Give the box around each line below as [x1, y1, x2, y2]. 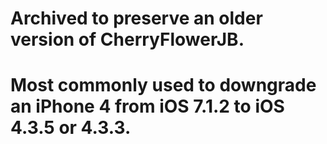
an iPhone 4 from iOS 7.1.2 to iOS [10, 95, 285, 118]
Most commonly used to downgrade [10, 74, 317, 97]
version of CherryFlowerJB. [10, 28, 245, 51]
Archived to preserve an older [10, 7, 263, 30]
